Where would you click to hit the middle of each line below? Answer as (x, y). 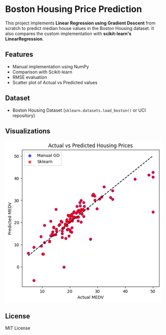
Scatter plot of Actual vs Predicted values (55, 82)
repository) (24, 115)
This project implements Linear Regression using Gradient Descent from (80, 23)
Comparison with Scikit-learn (42, 72)
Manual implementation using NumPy (51, 66)
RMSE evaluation (30, 77)
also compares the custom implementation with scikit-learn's (68, 33)
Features (19, 55)
